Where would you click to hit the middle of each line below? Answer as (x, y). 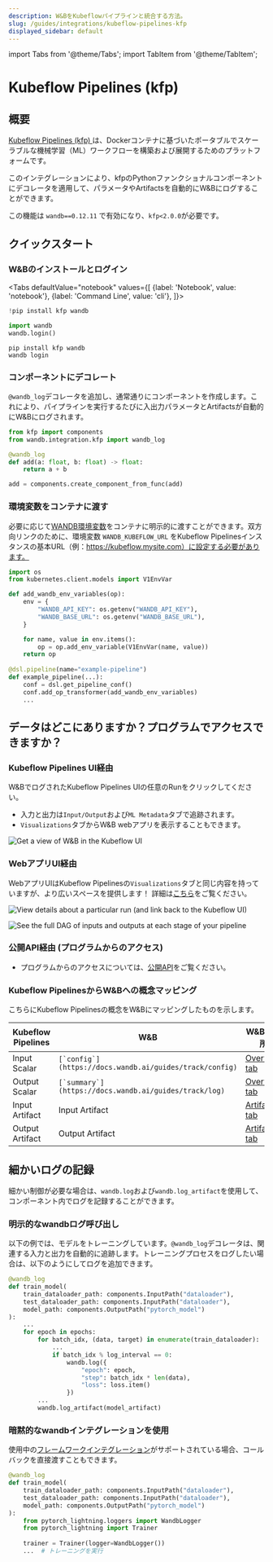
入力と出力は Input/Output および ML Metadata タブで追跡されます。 (130, 815)
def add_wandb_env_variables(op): (67, 594)
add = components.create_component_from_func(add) (96, 484)
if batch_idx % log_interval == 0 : (112, 1355)
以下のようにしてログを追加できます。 (93, 1264)
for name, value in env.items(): (80, 639)
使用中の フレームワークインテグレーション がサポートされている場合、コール (136, 1450)
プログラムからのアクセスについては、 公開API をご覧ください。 (125, 967)
